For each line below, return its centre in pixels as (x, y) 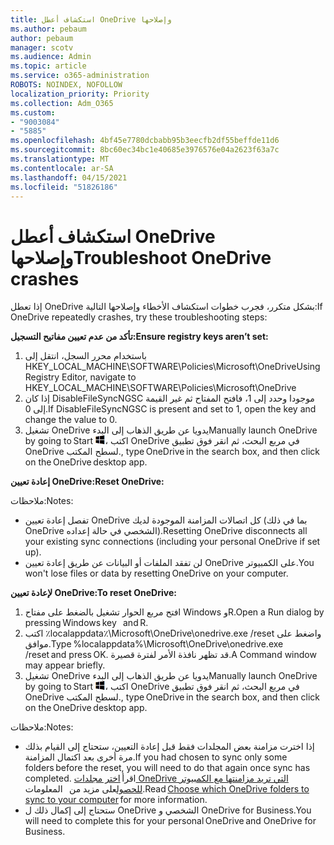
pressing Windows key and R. (86, 623)
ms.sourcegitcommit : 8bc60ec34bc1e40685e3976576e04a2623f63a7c (145, 150)
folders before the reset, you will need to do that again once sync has (167, 768)
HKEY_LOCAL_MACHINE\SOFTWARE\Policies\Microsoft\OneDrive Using (172, 367)
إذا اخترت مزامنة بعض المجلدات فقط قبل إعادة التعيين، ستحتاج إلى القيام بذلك (169, 747)
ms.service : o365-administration (80, 76)
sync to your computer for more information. (116, 800)
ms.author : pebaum (48, 29)
